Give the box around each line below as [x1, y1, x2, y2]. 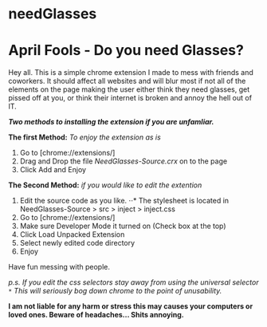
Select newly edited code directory [19, 238, 135, 248]
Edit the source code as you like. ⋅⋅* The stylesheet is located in [19, 196, 230, 206]
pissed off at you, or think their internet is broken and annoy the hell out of [8, 93, 253, 103]
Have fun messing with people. [8, 262, 110, 272]
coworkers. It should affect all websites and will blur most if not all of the [8, 77, 246, 86]
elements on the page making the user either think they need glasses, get [8, 85, 250, 94]
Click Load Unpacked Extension [19, 230, 125, 239]
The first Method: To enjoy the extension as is [8, 132, 161, 142]
